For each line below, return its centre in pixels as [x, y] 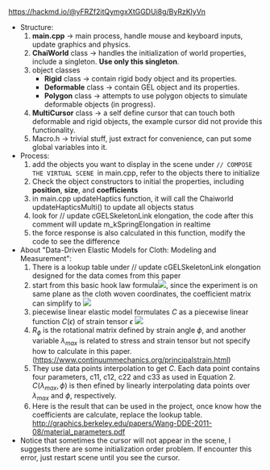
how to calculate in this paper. [82, 351]
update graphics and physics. [81, 44]
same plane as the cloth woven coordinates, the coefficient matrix [141, 294]
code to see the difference [76, 241]
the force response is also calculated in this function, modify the [139, 233]
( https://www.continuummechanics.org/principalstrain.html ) [131, 360]
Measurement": [46, 258]
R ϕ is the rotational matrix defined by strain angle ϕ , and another [139, 331]
